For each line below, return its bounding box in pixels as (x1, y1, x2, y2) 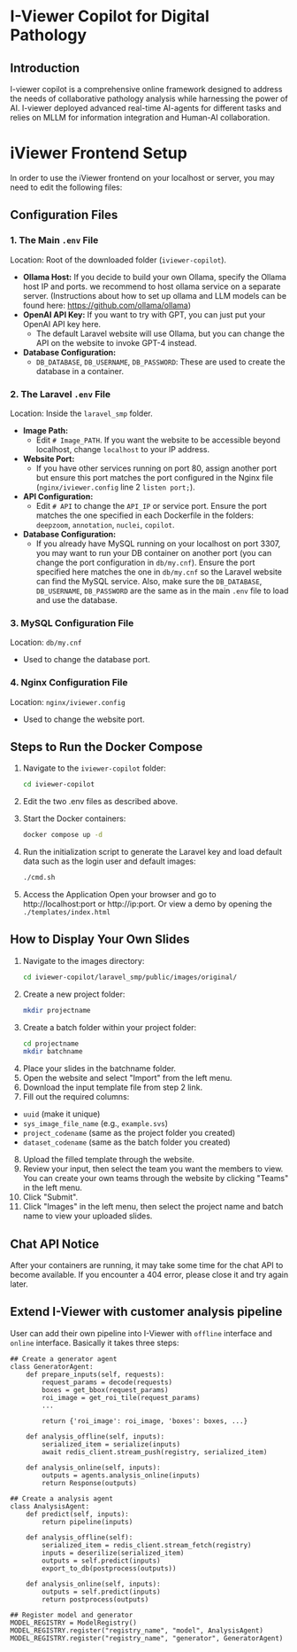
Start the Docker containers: (22, 813, 126, 824)
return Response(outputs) (42, 1478, 138, 1487)
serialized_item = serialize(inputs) (42, 1439, 180, 1449)
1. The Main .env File (10, 234, 99, 247)
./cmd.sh (22, 873, 56, 882)
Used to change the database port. (22, 654, 151, 665)
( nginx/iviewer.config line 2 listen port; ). (35, 482, 195, 492)
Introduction (10, 60, 80, 75)
